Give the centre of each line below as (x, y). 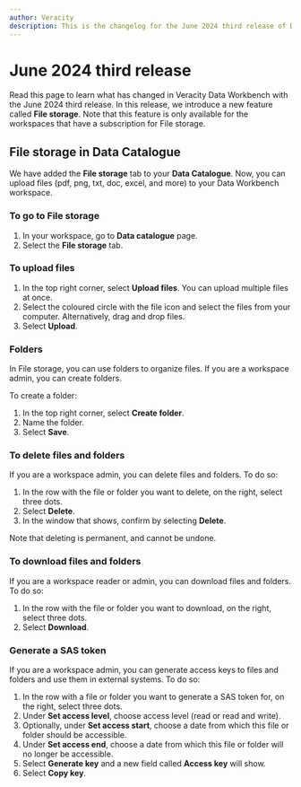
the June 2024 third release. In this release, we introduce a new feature (141, 105)
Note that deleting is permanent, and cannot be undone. (113, 538)
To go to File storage (55, 216)
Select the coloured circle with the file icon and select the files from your (156, 307)
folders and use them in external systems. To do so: (105, 679)
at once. (38, 297)
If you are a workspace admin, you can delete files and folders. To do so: (144, 475)
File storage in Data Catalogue (95, 152)
